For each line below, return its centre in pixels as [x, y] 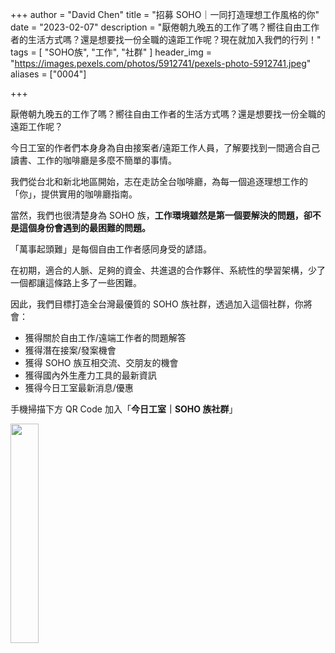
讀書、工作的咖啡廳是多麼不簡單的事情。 [93, 160]
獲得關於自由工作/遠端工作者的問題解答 [105, 337]
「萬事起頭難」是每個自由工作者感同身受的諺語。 [111, 249]
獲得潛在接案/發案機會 [70, 350]
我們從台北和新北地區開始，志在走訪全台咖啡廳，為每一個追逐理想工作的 [159, 181]
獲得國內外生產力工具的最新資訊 [90, 375]
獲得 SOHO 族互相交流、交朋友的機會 [101, 362]
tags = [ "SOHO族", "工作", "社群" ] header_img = [111, 52]
